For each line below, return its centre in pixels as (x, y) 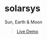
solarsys (23, 9)
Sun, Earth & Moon (23, 22)
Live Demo (27, 31)
